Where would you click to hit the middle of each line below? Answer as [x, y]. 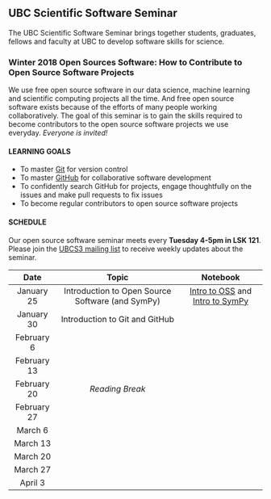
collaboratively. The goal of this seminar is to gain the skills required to [125, 115]
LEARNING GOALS [40, 151]
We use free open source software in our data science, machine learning [129, 90]
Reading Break [118, 388]
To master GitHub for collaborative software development [115, 178]
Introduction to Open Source [118, 291]
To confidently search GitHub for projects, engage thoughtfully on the [136, 187]
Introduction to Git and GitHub [118, 319]
